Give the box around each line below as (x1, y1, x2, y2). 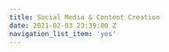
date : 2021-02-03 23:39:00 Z (9, 21, 117, 30)
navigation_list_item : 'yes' (9, 29, 117, 38)
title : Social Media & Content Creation (9, 12, 161, 22)
